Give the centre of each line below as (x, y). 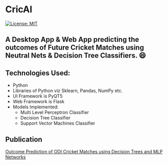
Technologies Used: (38, 73)
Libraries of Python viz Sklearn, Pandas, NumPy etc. (68, 91)
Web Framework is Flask (39, 102)
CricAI (19, 9)
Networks (16, 157)
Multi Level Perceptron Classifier (55, 112)
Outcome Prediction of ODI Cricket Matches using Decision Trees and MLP (84, 151)
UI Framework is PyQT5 (38, 96)
